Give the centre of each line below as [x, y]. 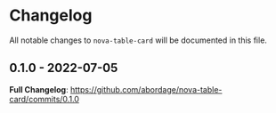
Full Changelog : [39, 89]
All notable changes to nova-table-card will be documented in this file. [138, 40]
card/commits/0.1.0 [45, 99]
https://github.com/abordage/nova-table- [146, 89]
